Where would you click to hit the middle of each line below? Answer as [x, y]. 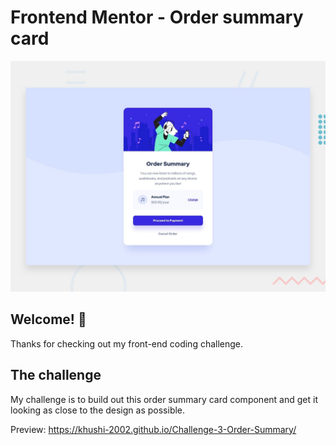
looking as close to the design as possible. [98, 410]
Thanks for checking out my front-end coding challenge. [127, 343]
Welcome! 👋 [48, 319]
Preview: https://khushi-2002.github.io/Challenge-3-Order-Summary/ [153, 429]
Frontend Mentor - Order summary [157, 17]
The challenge [56, 375]
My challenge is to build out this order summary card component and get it [164, 399]
